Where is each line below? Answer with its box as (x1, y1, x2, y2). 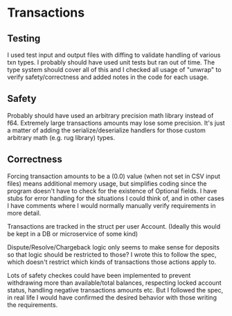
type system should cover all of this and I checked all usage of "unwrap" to (7, 66, 222, 73)
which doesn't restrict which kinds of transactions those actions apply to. (7, 258, 217, 266)
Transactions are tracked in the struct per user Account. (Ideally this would (7, 222, 221, 230)
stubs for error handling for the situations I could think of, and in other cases (7, 194, 225, 202)
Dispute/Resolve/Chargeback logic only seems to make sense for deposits (7, 243, 220, 251)
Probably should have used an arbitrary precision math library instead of (7, 111, 214, 119)
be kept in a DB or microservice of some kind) (7, 229, 139, 238)
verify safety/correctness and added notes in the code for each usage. (7, 73, 209, 81)
